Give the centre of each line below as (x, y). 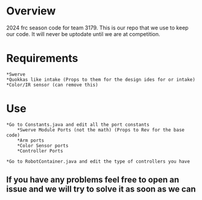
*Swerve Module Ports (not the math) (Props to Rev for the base (101, 130)
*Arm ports (31, 140)
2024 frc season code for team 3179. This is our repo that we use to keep (97, 28)
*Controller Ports (40, 151)
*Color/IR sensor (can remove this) (52, 85)
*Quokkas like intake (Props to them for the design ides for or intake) (101, 79)
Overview (31, 11)
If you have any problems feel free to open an (93, 180)
